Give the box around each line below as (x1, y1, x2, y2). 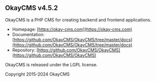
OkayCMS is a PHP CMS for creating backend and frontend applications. (5, 17, 152, 22)
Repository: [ (12, 47, 38, 53)
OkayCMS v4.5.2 (5, 4, 58, 12)
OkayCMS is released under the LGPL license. (5, 61, 98, 67)
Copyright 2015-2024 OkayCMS (5, 71, 70, 77)
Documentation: (12, 31, 45, 37)
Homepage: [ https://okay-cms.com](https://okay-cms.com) (12, 26, 133, 32)
